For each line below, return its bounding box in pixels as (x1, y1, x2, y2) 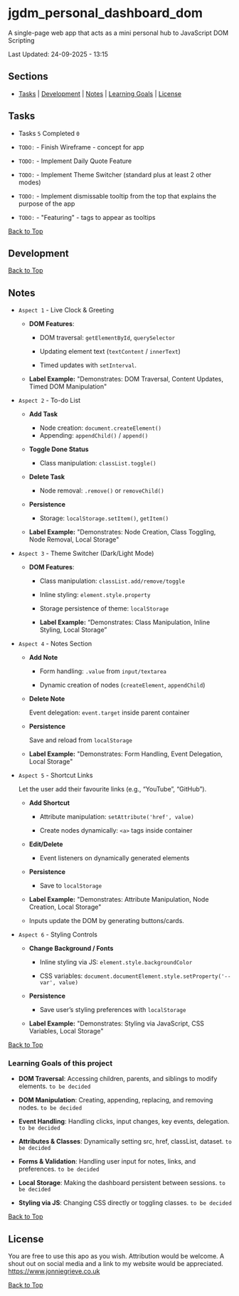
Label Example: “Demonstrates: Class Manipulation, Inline (39, 618, 211, 627)
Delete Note (28, 695, 65, 703)
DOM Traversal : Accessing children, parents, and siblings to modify (18, 1075, 218, 1083)
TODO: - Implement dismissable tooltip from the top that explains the (18, 191, 216, 200)
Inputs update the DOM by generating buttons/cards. (28, 917, 184, 925)
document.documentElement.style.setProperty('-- (84, 973, 231, 980)
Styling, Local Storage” (39, 626, 107, 634)
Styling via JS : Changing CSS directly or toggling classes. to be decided (18, 1198, 232, 1207)
